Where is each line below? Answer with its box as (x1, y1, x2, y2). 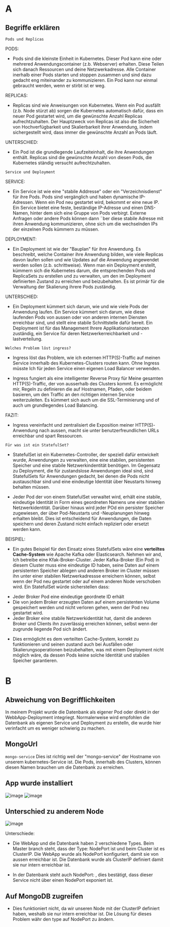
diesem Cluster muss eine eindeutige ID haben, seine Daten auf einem (12, 562, 159, 568)
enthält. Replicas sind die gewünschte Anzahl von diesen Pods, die (12, 155, 152, 160)
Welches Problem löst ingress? (5, 346, 71, 351)
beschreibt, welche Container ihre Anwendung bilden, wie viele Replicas (12, 251, 163, 257)
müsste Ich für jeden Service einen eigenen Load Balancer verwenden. (12, 366, 161, 371)
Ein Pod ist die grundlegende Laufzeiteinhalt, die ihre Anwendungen (12, 149, 154, 155)
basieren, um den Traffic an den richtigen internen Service (12, 392, 135, 397)
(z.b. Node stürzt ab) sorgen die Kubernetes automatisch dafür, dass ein (12, 108, 163, 113)
